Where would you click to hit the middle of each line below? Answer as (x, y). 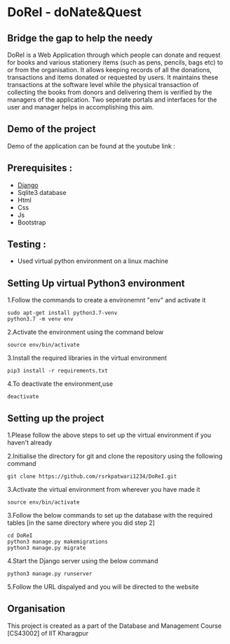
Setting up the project (56, 418)
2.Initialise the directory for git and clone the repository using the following (115, 456)
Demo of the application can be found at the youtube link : (91, 146)
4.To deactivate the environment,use (60, 384)
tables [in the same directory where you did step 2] (81, 523)
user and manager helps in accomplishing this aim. (81, 107)
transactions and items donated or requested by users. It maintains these (113, 77)
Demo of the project (52, 129)
